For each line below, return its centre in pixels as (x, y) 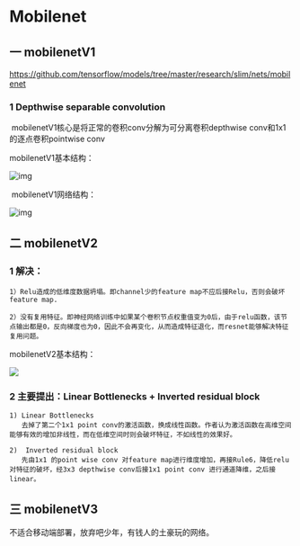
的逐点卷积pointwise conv (57, 139)
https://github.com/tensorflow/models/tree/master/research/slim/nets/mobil (150, 74)
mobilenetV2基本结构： (53, 354)
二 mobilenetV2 (54, 243)
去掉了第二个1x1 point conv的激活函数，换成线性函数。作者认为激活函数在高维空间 (156, 425)
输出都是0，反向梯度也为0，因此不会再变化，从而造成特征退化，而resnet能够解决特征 (152, 327)
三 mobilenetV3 (54, 509)
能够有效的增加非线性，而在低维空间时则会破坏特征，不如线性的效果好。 (123, 435)
